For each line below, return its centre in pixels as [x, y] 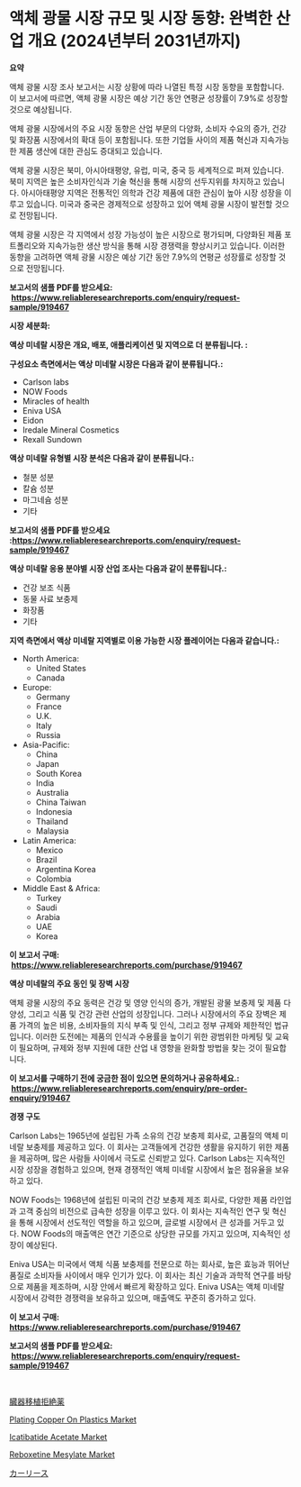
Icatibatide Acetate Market [58, 1437]
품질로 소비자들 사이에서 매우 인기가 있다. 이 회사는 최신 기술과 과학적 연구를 [142, 1275]
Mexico [49, 850]
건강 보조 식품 [46, 588]
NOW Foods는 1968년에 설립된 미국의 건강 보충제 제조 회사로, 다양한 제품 [138, 1200]
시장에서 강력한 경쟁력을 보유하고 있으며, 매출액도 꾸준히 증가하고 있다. [133, 1298]
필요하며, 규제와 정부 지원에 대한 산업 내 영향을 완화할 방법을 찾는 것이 [141, 1047]
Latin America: [49, 840]
